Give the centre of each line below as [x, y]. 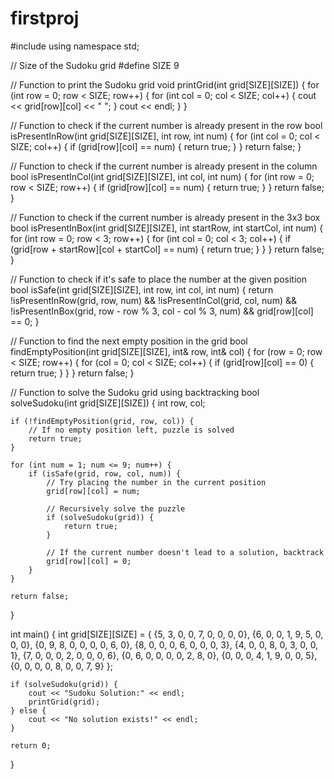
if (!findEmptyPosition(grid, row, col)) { [102, 421]
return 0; [31, 745]
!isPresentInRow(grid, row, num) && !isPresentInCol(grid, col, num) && [153, 300]
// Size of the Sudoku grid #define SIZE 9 [95, 65]
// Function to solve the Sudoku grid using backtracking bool [135, 392]
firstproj [45, 18]
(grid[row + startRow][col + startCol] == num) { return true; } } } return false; [167, 249]
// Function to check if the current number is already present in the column [164, 166]
